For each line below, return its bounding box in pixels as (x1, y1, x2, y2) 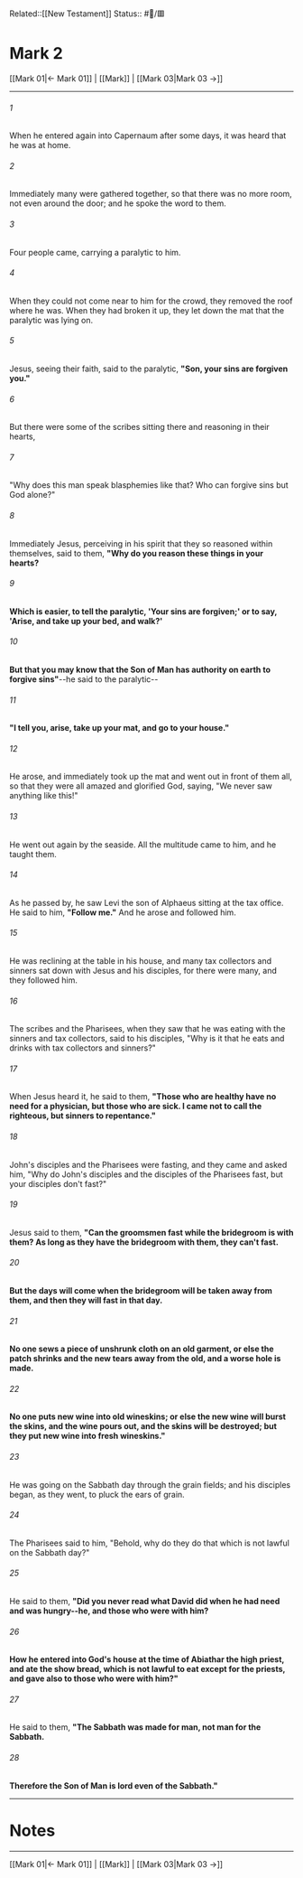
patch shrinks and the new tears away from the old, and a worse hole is (9, 1353, 281, 1364)
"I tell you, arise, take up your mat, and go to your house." (9, 723, 230, 733)
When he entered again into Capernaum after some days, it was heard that (9, 130, 287, 141)
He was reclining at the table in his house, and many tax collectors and (9, 955, 272, 966)
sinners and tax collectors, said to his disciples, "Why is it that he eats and (9, 1033, 285, 1044)
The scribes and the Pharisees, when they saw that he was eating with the (9, 1023, 286, 1034)
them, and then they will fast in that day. (9, 1295, 163, 1305)
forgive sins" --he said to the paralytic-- (9, 673, 159, 685)
